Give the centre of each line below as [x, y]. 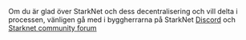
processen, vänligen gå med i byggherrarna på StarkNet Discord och [122, 20]
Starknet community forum [53, 28]
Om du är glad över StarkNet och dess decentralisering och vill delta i [123, 11]
